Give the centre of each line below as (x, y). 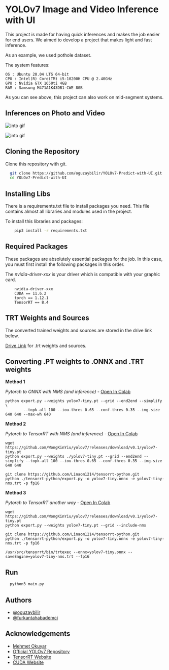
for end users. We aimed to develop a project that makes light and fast (79, 40)
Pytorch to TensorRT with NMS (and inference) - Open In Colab (72, 434)
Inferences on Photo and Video (55, 113)
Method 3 (16, 493)
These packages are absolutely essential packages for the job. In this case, (84, 259)
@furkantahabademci (35, 617)
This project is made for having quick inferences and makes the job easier (82, 34)
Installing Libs (28, 194)
